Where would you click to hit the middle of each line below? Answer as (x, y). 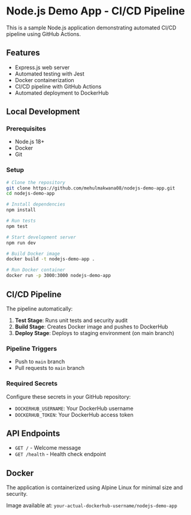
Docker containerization (45, 80)
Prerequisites (26, 129)
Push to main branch (40, 362)
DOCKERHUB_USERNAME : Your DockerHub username (74, 408)
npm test (17, 226)
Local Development (43, 112)
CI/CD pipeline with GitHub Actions (58, 86)
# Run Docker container (36, 270)
